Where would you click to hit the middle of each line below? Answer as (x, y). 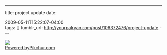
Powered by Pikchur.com (30, 47)
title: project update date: (31, 13)
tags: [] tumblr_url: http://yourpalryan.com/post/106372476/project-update (82, 27)
